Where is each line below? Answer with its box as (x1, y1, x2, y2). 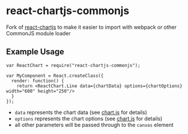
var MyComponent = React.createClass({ (6, 72, 104, 79)
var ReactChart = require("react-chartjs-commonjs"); (6, 62, 141, 68)
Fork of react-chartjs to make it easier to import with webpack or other (6, 24, 177, 31)
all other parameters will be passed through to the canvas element (14, 121, 174, 128)
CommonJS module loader (6, 29, 71, 36)
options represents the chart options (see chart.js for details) (14, 115, 163, 122)
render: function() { (11, 78, 65, 83)
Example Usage (6, 47, 65, 57)
